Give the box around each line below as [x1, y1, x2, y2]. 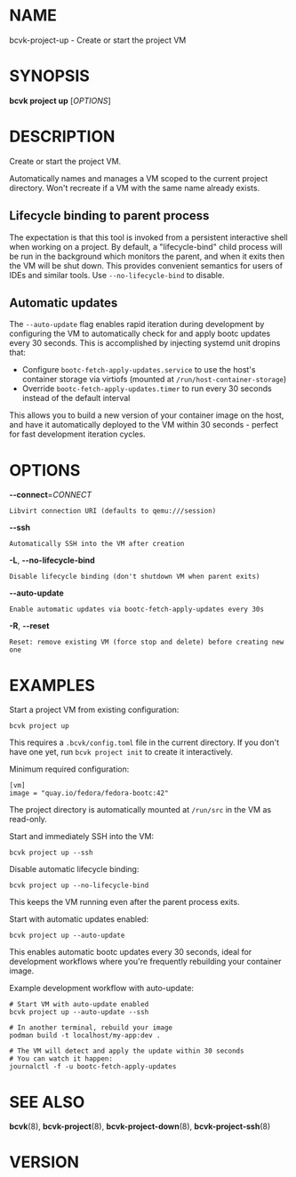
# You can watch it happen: [9, 1054, 114, 1063]
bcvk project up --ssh [9, 848, 93, 858]
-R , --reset [9, 621, 50, 631]
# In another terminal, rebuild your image [9, 1023, 173, 1032]
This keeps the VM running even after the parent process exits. [9, 897, 240, 908]
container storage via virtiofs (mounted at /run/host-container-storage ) [21, 374, 287, 385]
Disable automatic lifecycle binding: [9, 864, 140, 875]
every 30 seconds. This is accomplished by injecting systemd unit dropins [9, 338, 281, 348]
